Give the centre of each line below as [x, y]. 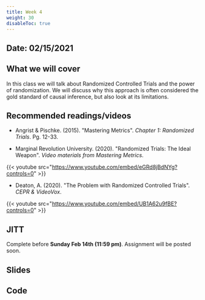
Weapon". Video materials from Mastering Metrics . [79, 155]
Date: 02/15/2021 [40, 48]
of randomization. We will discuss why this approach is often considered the [102, 90]
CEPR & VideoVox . [39, 192]
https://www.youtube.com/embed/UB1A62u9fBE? [114, 204]
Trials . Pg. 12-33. [37, 137]
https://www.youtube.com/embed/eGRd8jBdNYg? [114, 167]
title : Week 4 [24, 12]
